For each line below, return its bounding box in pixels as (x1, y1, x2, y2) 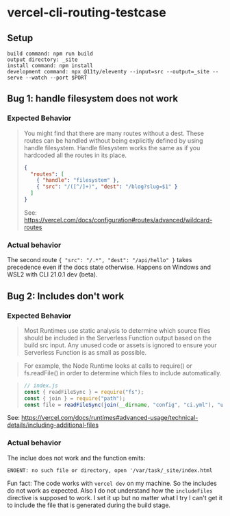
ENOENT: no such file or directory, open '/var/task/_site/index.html (7, 467, 213, 474)
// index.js (23, 382, 58, 389)
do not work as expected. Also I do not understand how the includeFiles (7, 486, 213, 495)
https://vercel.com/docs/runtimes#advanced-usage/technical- (21, 414, 199, 422)
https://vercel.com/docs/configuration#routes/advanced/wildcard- (23, 215, 213, 224)
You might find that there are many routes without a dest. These (23, 129, 204, 137)
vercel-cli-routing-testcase (7, 5, 166, 21)
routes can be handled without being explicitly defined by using (23, 136, 203, 145)
